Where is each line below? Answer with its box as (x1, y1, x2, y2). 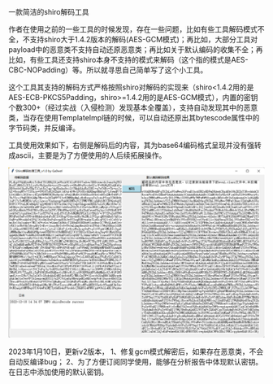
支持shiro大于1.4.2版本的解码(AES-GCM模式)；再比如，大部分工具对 (29, 35, 258, 44)
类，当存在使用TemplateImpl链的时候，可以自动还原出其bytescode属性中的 (8, 113, 260, 122)
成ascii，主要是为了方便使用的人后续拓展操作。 (8, 151, 167, 160)
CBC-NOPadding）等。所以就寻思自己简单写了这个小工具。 (8, 65, 208, 75)
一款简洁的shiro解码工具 (8, 7, 89, 16)
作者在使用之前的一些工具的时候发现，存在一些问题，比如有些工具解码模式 (8, 24, 258, 34)
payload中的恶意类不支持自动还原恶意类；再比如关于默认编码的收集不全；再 (8, 45, 263, 55)
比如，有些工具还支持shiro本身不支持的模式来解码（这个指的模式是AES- (8, 55, 249, 64)
